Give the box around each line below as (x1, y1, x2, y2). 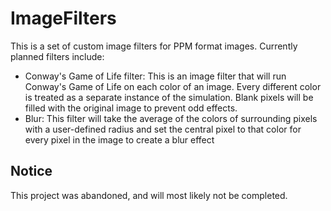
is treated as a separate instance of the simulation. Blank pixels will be (24, 91, 314, 103)
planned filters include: (10, 50, 105, 62)
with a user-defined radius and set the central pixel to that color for (24, 123, 302, 135)
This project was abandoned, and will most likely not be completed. (10, 189, 288, 201)
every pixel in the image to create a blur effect (24, 133, 215, 146)
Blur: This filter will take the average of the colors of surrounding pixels (24, 112, 318, 124)
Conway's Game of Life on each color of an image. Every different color (24, 80, 322, 92)
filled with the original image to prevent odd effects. (24, 102, 238, 114)
